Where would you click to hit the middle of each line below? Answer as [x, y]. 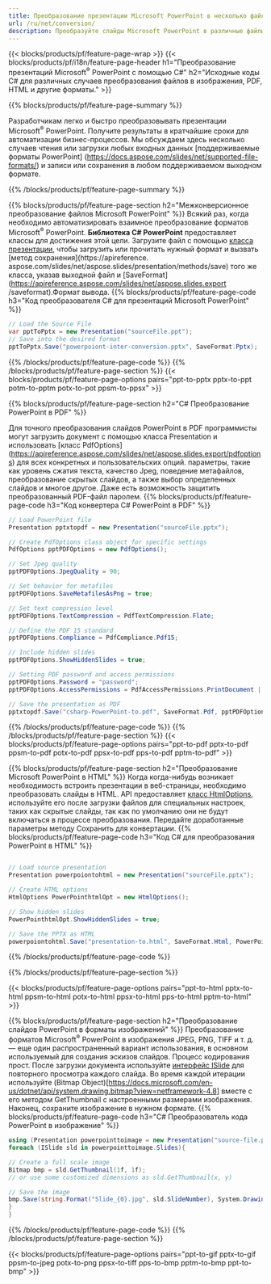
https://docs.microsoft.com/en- [161, 1083]
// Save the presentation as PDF [65, 704]
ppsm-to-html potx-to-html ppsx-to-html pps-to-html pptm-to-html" [138, 997]
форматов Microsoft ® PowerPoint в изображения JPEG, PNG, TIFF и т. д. [131, 1039]
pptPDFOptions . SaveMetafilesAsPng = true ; [81, 594]
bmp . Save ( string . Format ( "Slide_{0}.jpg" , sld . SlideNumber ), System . [126, 1200]
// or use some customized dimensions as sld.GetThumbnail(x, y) [120, 1177]
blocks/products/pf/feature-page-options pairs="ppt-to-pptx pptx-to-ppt [130, 379]
